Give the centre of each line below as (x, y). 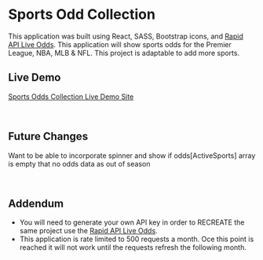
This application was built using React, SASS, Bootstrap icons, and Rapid (126, 36)
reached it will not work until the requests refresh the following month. (133, 247)
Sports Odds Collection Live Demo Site (71, 97)
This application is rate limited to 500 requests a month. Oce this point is (137, 239)
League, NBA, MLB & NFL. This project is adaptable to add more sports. (124, 53)
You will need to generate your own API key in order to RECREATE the (132, 222)
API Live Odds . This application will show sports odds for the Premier (120, 44)
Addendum (36, 203)
